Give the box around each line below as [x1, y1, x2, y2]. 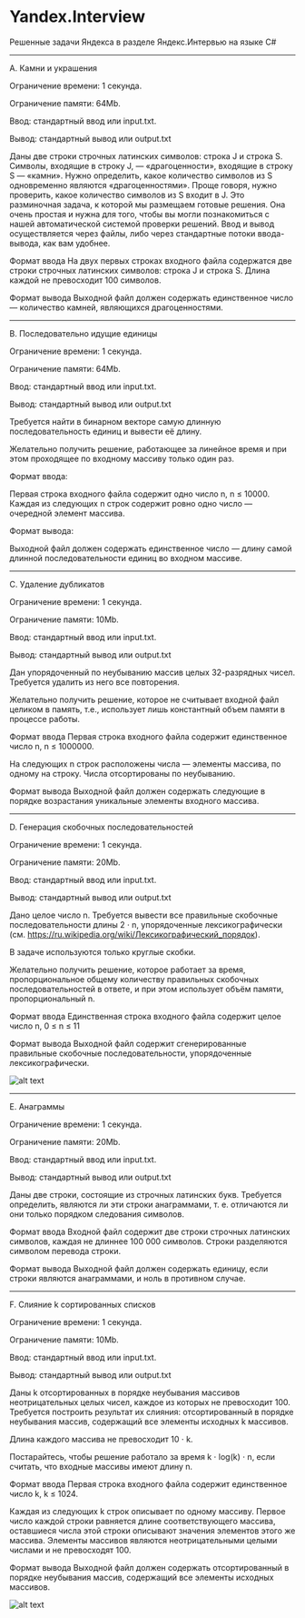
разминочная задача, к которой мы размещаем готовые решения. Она [9, 198, 286, 210]
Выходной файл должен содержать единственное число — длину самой [9, 543, 292, 554]
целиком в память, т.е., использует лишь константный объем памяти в [9, 703, 286, 715]
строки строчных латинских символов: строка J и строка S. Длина [9, 265, 271, 276]
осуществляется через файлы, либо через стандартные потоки [9, 227, 256, 238]
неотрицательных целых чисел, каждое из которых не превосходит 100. [9, 1396, 290, 1407]
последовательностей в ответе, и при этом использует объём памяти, [9, 983, 284, 994]
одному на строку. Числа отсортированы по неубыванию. [9, 768, 236, 779]
